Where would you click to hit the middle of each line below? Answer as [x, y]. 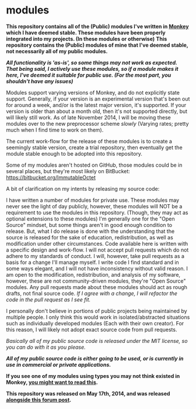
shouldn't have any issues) [40, 81]
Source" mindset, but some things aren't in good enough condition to [89, 225]
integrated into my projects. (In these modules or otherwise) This [87, 39]
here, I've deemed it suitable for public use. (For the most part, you [89, 75]
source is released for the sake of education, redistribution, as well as [90, 237]
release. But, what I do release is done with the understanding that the [90, 231]
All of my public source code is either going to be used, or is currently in [95, 358]
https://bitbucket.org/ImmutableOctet [51, 177]
